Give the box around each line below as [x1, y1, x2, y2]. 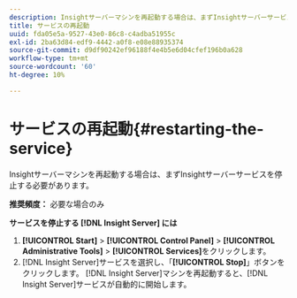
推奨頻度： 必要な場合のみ [9, 198, 104, 209]
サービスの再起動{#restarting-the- [9, 118, 264, 139]
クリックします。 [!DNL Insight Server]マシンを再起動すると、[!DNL [21, 267, 269, 279]
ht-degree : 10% [9, 71, 65, 80]
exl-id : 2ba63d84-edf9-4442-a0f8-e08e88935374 [9, 37, 184, 47]
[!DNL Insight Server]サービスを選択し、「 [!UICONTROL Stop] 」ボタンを [21, 256, 286, 267]
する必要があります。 [16, 180, 95, 190]
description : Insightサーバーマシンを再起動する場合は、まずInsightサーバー [9, 12, 268, 22]
